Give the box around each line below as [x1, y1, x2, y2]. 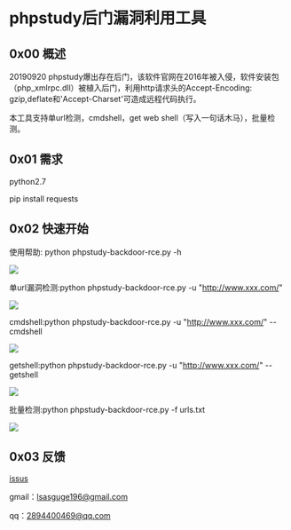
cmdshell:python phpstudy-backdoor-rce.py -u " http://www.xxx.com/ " [9, 316, 268, 327]
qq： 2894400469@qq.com [9, 510, 111, 521]
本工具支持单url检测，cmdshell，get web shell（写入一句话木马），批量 [9, 113, 268, 123]
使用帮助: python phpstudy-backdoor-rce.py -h [9, 246, 182, 257]
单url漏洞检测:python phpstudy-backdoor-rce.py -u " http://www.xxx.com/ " [9, 281, 283, 293]
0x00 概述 [9, 46, 67, 61]
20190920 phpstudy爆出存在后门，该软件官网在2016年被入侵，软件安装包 [9, 72, 279, 82]
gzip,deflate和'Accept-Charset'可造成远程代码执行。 [9, 94, 201, 104]
